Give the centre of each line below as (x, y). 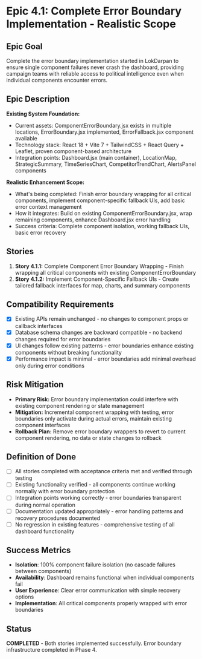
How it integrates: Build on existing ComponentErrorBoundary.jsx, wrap (103, 213)
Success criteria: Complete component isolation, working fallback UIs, (102, 226)
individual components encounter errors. (57, 80)
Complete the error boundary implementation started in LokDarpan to (93, 61)
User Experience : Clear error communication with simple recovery (98, 591)
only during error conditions (50, 366)
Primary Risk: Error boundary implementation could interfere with (97, 399)
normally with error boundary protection (65, 491)
